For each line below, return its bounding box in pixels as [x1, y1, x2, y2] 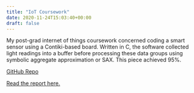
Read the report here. [6, 80, 61, 87]
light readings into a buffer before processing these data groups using [6, 50, 184, 57]
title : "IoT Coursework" [6, 9, 70, 15]
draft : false [6, 20, 40, 26]
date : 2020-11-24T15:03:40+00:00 [6, 15, 92, 21]
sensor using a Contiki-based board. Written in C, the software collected [6, 43, 189, 50]
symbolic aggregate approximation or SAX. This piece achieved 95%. [6, 56, 182, 64]
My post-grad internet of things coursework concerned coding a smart [6, 37, 185, 44]
